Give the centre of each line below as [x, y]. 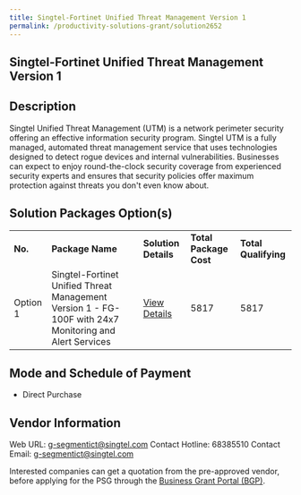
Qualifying [263, 254]
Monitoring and [84, 330]
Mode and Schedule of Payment [100, 373]
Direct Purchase [52, 395]
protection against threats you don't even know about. [109, 185]
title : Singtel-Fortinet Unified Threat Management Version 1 [128, 17]
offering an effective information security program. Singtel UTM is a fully [143, 137]
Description [43, 107]
